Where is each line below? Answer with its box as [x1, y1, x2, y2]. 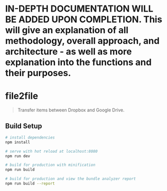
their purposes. [5, 68, 71, 79]
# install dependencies [5, 135, 55, 140]
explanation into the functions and [5, 56, 152, 68]
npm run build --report [5, 181, 55, 186]
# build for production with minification [5, 162, 96, 168]
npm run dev [5, 153, 30, 159]
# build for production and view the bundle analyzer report [5, 176, 136, 181]
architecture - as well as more [5, 46, 132, 57]
